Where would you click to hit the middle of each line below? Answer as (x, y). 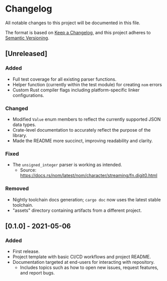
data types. (24, 125)
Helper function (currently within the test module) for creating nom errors (87, 84)
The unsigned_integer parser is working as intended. (67, 165)
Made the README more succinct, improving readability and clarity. (83, 140)
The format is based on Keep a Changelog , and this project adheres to (78, 32)
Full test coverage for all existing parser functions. (64, 79)
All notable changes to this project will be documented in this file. (73, 23)
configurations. (28, 95)
